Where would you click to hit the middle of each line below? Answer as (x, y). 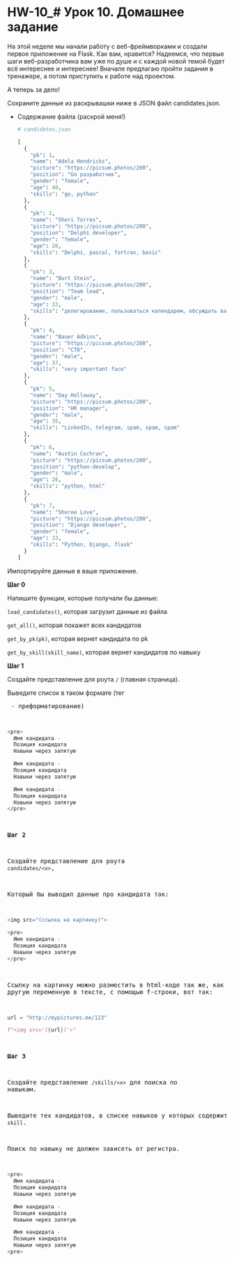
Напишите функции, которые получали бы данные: (83, 598)
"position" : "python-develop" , (76, 467)
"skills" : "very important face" (79, 369)
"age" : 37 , (46, 363)
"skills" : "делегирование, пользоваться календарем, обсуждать (124, 311)
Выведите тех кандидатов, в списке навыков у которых (101, 1116)
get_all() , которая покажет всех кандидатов (74, 625)
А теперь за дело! (34, 89)
